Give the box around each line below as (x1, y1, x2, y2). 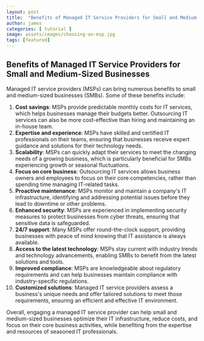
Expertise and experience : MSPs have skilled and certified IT (15, 129, 170, 137)
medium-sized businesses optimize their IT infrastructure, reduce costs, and (6, 315, 198, 322)
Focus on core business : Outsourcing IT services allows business (15, 167, 181, 175)
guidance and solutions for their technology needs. (15, 142, 143, 149)
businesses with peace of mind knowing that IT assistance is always (15, 232, 186, 240)
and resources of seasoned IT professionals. (6, 328, 118, 335)
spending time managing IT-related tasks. (15, 180, 120, 188)
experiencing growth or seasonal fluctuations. (15, 161, 131, 169)
